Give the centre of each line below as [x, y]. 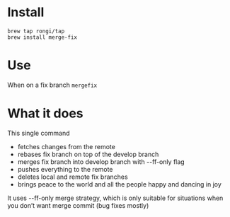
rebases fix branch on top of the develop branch [88, 154]
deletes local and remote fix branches [73, 177]
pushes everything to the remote [65, 169]
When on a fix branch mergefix [52, 85]
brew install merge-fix [42, 37]
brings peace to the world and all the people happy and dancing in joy [119, 184]
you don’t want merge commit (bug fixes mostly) [78, 205]
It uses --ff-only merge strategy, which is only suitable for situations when [115, 198]
